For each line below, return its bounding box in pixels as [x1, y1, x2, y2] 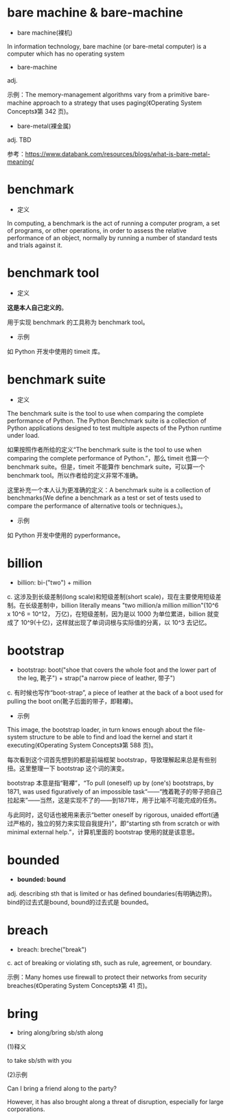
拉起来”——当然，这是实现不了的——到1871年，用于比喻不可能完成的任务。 [7, 796, 221, 804]
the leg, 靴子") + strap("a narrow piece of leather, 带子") [16, 673, 176, 682]
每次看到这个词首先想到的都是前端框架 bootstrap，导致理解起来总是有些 [7, 755, 211, 763]
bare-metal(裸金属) [16, 122, 71, 130]
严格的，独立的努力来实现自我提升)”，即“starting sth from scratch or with [12, 819, 220, 827]
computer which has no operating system [7, 50, 125, 58]
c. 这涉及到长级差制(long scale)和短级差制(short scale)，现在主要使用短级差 [7, 592, 222, 600]
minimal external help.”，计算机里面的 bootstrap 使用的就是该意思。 [7, 827, 199, 836]
